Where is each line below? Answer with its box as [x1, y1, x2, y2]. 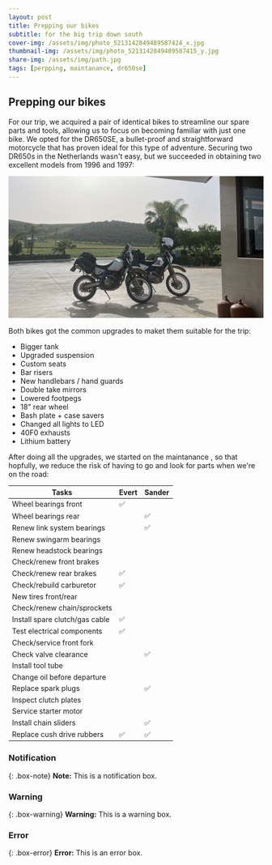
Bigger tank [19, 342, 59, 352]
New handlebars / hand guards [19, 377, 124, 386]
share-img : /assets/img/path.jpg [8, 56, 121, 64]
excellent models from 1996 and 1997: [8, 160, 135, 169]
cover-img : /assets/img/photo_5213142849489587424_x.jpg [8, 39, 205, 47]
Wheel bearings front [11, 499, 83, 509]
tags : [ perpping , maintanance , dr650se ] [8, 65, 147, 73]
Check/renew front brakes [11, 557, 100, 567]
